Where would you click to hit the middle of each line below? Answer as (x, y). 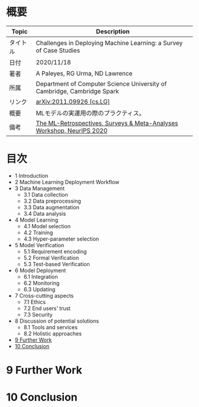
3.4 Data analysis (45, 213)
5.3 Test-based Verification (57, 264)
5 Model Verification (39, 245)
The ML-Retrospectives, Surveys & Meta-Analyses (107, 123)
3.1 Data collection (46, 194)
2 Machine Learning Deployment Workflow (67, 182)
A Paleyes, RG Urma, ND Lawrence (84, 73)
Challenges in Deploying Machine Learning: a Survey (109, 43)
